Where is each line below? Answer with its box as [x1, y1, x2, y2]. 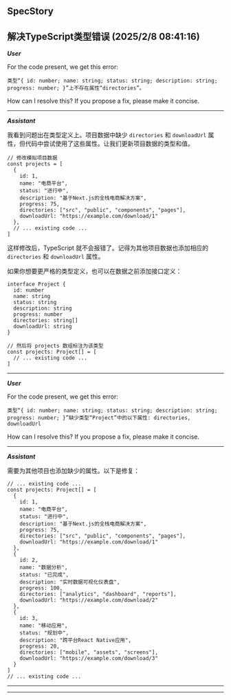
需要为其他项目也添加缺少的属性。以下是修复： [7, 467, 140, 475]
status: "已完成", [19, 572, 69, 579]
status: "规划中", [19, 630, 69, 637]
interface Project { [7, 281, 67, 288]
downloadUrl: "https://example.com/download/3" [19, 655, 158, 662]
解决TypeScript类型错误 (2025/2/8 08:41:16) [7, 30, 201, 42]
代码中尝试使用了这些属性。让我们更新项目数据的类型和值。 [25, 139, 194, 148]
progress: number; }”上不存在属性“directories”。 [7, 85, 145, 92]
